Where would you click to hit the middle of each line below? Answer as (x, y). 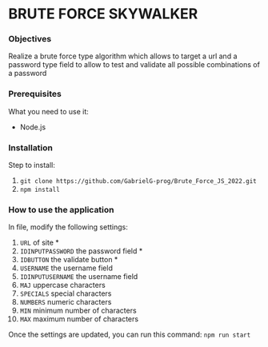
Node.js (33, 127)
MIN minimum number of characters (78, 311)
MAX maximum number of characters (79, 319)
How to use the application (61, 210)
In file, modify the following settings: (68, 227)
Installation (31, 147)
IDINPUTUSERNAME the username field (79, 277)
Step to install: (32, 166)
